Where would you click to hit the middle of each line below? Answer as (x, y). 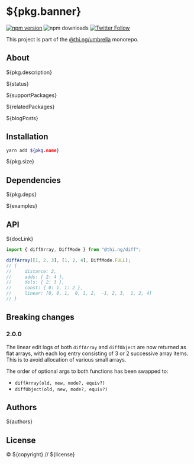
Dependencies (33, 180)
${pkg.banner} (44, 12)
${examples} (22, 206)
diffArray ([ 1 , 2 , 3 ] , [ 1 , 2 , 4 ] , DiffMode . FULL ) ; (69, 260)
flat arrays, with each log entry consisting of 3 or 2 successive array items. (97, 353)
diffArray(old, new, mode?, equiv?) (60, 383)
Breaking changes (41, 318)
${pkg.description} (29, 72)
